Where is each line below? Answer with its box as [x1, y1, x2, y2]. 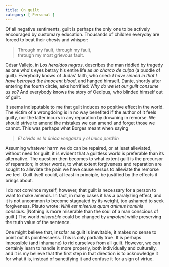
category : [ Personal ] [5, 12, 55, 17]
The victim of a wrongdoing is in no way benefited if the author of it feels [5, 109, 157, 115]
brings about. [5, 177, 33, 183]
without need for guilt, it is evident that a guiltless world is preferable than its [5, 150, 164, 156]
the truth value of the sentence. [5, 219, 71, 225]
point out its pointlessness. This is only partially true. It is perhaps [5, 234, 142, 240]
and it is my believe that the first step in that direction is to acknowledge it [5, 250, 158, 256]
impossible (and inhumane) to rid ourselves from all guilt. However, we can [5, 240, 160, 246]
